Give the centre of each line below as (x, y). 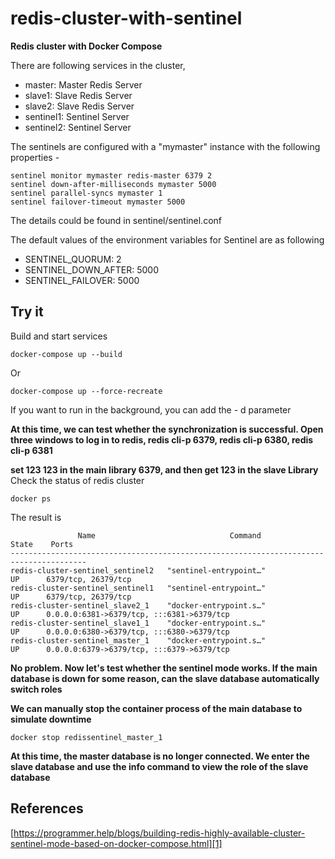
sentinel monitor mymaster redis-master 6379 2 (111, 175)
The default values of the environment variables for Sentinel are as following (167, 239)
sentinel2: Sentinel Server (78, 127)
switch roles (36, 689)
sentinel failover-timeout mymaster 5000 (98, 202)
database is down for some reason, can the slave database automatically (165, 678)
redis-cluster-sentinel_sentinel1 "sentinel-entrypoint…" (138, 588)
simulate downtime (51, 719)
